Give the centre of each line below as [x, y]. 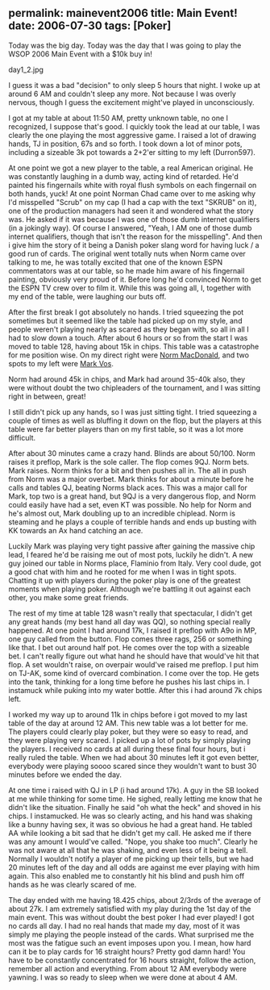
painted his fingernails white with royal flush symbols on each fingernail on [133, 185]
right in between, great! [47, 396]
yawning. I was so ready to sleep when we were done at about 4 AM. [123, 977]
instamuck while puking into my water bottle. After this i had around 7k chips [135, 690]
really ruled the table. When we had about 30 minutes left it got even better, [134, 757]
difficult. [22, 437]
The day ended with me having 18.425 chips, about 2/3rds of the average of [135, 900]
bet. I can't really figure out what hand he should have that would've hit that [134, 656]
